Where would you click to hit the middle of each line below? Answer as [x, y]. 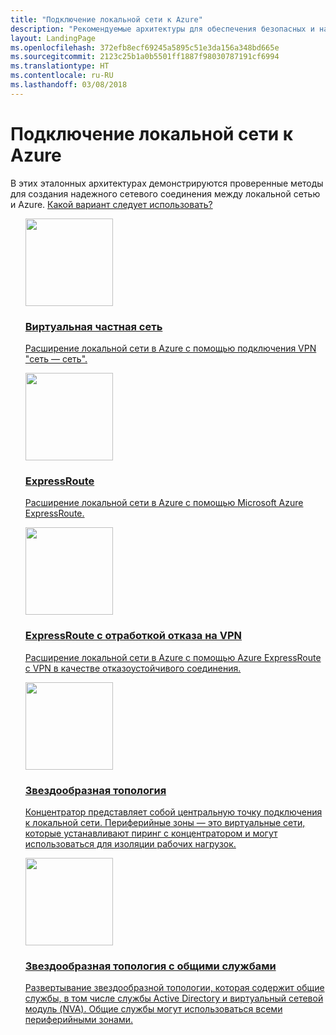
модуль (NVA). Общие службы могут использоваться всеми [153, 1009]
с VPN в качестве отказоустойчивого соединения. [133, 668]
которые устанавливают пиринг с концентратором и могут [151, 833]
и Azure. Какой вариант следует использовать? [111, 204]
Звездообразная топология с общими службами [150, 966]
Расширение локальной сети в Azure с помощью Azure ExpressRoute [173, 657]
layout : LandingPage [53, 38]
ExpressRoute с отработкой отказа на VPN [133, 636]
